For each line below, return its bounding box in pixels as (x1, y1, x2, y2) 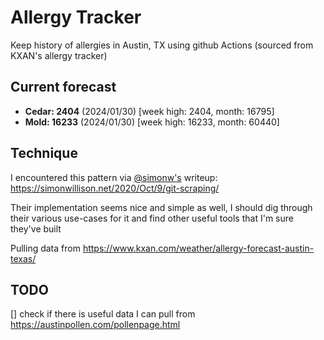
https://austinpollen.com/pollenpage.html (10, 319, 181, 331)
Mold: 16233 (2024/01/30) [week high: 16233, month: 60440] (24, 116, 280, 128)
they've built (10, 222, 62, 235)
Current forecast (10, 79, 117, 96)
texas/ (10, 252, 37, 265)
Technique (10, 145, 78, 162)
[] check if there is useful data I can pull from (10, 308, 196, 320)
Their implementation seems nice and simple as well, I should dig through (10, 201, 313, 213)
